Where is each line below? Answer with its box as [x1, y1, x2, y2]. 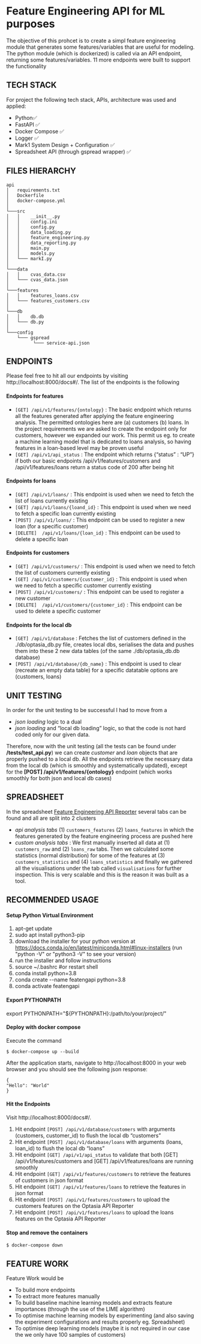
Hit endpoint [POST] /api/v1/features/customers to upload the [14, 1196, 170, 1203]
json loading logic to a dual [14, 718, 82, 725]
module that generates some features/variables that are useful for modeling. [6, 43, 195, 51]
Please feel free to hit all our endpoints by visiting [6, 372, 128, 380]
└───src [6, 208, 26, 214]
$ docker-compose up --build [6, 1048, 79, 1055]
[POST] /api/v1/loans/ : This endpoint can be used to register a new [14, 516, 185, 524]
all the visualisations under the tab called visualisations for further [14, 864, 182, 872]
